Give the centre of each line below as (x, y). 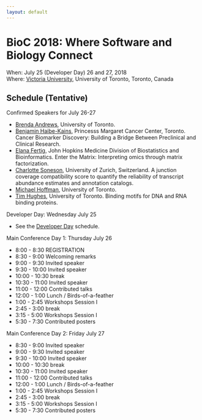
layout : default (27, 12)
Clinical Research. (38, 144)
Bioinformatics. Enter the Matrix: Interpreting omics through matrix (99, 157)
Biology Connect (50, 55)
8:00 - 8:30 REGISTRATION (50, 250)
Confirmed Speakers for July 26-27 (51, 113)
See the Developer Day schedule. (57, 227)
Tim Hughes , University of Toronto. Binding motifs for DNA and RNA (101, 196)
